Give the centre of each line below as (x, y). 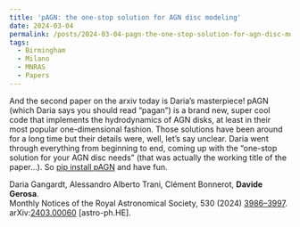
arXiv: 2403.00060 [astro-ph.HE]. (70, 212)
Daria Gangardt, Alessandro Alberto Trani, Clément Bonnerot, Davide (136, 184)
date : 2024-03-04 (42, 26)
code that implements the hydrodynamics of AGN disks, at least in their (140, 119)
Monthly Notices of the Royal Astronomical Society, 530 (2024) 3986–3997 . (149, 203)
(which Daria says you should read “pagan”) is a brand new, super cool (140, 110)
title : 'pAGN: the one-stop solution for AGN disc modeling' (125, 17)
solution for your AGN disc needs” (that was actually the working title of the (148, 158)
